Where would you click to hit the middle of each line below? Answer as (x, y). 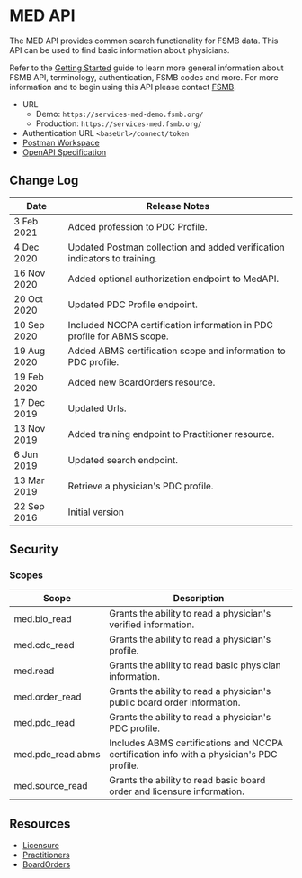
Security (34, 549)
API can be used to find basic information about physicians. (120, 50)
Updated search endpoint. (123, 460)
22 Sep (29, 506)
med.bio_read (43, 619)
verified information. (152, 625)
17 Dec (30, 402)
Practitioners (46, 855)
